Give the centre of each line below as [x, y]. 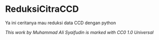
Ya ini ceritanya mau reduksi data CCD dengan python [61, 23]
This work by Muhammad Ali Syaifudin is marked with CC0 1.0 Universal [79, 32]
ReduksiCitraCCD [42, 9]
